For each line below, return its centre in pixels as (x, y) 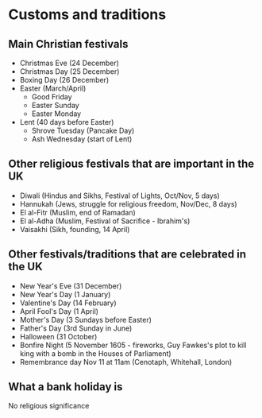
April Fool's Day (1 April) (59, 311)
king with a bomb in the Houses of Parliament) (96, 353)
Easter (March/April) (53, 88)
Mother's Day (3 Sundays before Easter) (86, 319)
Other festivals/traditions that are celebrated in (127, 255)
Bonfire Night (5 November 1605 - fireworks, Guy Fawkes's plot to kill (133, 345)
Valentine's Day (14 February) (68, 303)
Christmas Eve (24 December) (69, 63)
